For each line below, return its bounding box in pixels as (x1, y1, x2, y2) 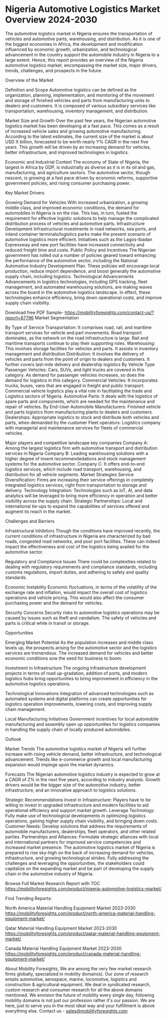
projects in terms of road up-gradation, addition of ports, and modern (5, 670, 148, 676)
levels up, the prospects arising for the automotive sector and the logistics (5, 644, 158, 650)
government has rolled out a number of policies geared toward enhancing (5, 252, 156, 258)
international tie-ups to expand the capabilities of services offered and (5, 503, 150, 509)
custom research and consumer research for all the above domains (5, 987, 143, 993)
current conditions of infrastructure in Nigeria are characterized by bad (5, 533, 151, 539)
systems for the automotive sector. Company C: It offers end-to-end (5, 461, 145, 467)
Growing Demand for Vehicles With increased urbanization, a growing (5, 199, 148, 205)
